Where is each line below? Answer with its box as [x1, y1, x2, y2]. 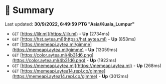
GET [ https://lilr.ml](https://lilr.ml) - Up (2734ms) [12, 30, 110, 36]
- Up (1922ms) [86, 57, 117, 63]
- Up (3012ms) [98, 73, 129, 79]
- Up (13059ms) [84, 46, 118, 52]
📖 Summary [5, 4, 54, 16]
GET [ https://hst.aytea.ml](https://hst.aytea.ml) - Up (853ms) [12, 36, 136, 42]
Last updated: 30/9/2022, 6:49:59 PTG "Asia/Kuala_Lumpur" [5, 21, 135, 27]
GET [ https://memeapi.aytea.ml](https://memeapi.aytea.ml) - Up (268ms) [12, 62, 161, 68]
